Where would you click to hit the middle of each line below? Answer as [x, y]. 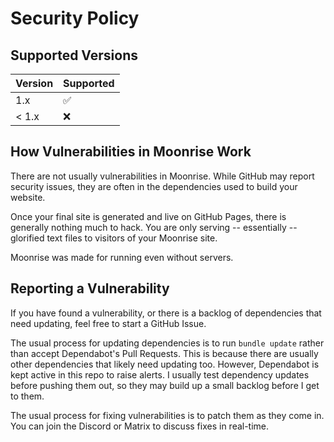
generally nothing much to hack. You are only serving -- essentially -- [154, 227]
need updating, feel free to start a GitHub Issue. [108, 323]
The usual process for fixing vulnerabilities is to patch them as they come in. [167, 415]
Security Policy [75, 18]
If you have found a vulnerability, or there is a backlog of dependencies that [166, 313]
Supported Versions [74, 55]
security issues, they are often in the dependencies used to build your [154, 186]
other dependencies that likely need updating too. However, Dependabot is [165, 364]
